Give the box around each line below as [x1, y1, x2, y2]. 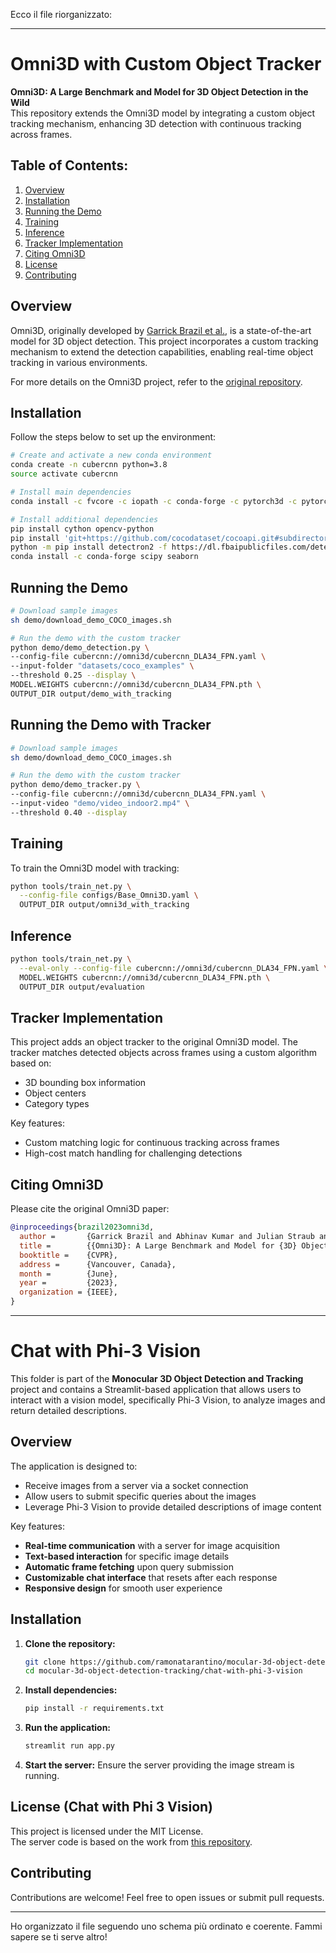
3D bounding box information [24, 1077, 147, 1089]
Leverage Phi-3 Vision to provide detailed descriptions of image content [24, 1500, 322, 1513]
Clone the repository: [24, 1637, 116, 1649]
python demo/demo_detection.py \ [10, 642, 150, 653]
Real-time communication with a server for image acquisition [24, 1539, 280, 1551]
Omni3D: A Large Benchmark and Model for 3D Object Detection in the [10, 85, 309, 98]
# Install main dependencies [10, 487, 132, 497]
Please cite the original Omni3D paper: [10, 1203, 170, 1215]
